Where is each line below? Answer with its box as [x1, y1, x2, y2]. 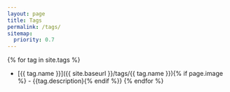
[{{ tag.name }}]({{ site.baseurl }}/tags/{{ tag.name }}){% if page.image [17, 70, 223, 78]
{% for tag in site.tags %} [7, 55, 81, 64]
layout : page [7, 10, 46, 18]
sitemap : [7, 29, 33, 37]
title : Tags [7, 17, 42, 24]
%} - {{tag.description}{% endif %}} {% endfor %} [17, 77, 164, 85]
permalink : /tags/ [7, 23, 61, 30]
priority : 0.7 [13, 37, 55, 44]
